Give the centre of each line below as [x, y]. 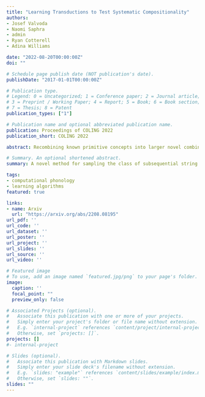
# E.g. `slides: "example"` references [60, 373]
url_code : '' [23, 226]
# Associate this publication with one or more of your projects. [95, 316]
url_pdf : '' [21, 220]
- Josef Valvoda [27, 23]
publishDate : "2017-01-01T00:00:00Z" [54, 80]
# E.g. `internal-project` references [59, 328]
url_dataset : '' [27, 232]
